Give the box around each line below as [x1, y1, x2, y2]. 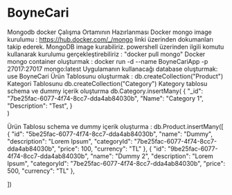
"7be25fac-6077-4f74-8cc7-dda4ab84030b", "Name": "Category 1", [7, 94, 204, 102]
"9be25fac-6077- [167, 144, 218, 153]
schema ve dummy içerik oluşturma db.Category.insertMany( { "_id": [7, 87, 203, 95]
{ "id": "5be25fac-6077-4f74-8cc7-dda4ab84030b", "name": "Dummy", [7, 130, 213, 138]
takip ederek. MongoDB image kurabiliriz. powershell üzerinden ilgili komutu [7, 42, 224, 51]
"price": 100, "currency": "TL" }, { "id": [57, 144, 166, 153]
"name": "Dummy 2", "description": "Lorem [90, 151, 213, 160]
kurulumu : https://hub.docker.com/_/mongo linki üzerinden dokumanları [7, 35, 213, 43]
